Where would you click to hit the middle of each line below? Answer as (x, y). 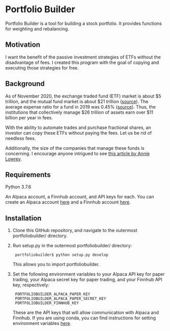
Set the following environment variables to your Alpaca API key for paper (89, 274)
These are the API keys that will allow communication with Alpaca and (86, 313)
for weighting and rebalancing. (37, 28)
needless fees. (21, 138)
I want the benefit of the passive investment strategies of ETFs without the (83, 57)
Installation (23, 218)
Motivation (23, 45)
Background (25, 84)
